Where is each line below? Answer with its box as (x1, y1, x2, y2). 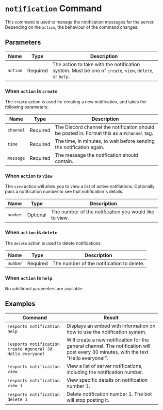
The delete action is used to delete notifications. (5, 240, 102, 246)
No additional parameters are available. (5, 285, 83, 291)
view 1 (7, 383, 23, 388)
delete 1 (7, 396, 28, 402)
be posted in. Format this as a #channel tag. (55, 130, 154, 137)
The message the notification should (55, 152, 138, 159)
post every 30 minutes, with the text (66, 349, 149, 355)
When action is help (5, 275, 53, 281)
